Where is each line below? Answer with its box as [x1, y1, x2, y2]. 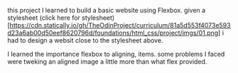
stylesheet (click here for [7, 13, 80, 22]
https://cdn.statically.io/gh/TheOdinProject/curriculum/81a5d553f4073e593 [9, 21, 231, 29]
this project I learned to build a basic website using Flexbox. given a [7, 6, 206, 14]
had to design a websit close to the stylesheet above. [7, 36, 163, 45]
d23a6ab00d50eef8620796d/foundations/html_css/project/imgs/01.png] [7, 28, 221, 37]
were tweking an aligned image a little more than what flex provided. [7, 57, 207, 66]
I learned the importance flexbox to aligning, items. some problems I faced [7, 50, 225, 58]
